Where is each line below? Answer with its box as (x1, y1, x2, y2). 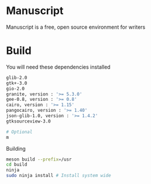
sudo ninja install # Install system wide (6, 173, 111, 179)
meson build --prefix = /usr (6, 156, 72, 162)
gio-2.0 (6, 86, 25, 91)
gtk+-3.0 (6, 80, 28, 86)
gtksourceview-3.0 (6, 118, 51, 124)
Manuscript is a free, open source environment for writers (6, 23, 146, 30)
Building (6, 145, 26, 152)
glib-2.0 (6, 74, 28, 80)
